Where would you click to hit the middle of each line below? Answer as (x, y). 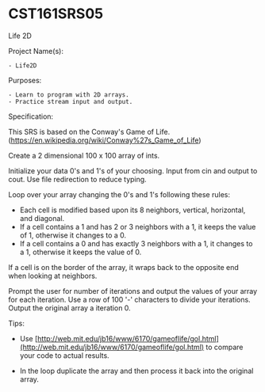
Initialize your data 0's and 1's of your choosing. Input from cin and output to (133, 170)
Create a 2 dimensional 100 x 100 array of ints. (84, 155)
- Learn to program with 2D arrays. (69, 95)
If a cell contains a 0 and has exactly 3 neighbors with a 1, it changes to (136, 243)
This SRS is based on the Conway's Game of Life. (89, 131)
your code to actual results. (64, 355)
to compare (225, 347)
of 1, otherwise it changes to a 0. (73, 235)
